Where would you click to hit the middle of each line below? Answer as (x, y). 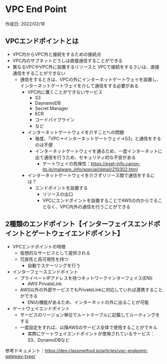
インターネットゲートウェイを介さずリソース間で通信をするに (91, 175)
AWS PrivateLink (45, 284)
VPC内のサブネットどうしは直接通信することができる (67, 60)
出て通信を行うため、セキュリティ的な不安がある (86, 157)
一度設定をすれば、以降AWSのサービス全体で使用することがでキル (89, 327)
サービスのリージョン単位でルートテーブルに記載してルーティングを (90, 315)
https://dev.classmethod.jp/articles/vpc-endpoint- (97, 350)
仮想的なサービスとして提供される (55, 253)
